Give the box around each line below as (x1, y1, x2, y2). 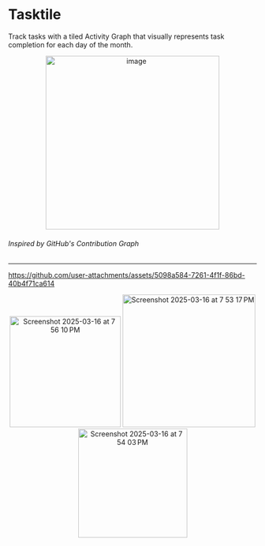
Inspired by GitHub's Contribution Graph (8, 238, 140, 248)
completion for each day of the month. (8, 39, 133, 49)
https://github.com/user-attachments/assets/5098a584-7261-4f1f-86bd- (8, 271, 246, 280)
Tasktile (8, 6, 62, 24)
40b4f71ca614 (8, 279, 55, 289)
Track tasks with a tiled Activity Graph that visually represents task (8, 32, 225, 41)
